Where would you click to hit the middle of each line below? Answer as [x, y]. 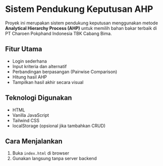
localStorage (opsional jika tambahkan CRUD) [59, 126]
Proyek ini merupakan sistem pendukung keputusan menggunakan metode [82, 23]
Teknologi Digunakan [39, 98]
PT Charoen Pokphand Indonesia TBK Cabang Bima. [59, 33]
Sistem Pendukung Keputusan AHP [79, 9]
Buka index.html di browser [41, 153]
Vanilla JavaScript [31, 115]
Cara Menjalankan [34, 141]
